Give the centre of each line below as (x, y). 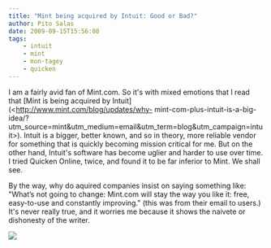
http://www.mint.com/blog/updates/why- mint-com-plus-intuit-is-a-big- (136, 109)
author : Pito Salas (41, 24)
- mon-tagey (43, 62)
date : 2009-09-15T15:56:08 (54, 31)
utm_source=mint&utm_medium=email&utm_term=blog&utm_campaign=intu (136, 126)
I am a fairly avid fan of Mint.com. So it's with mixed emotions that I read (129, 92)
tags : (17, 39)
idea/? (19, 118)
